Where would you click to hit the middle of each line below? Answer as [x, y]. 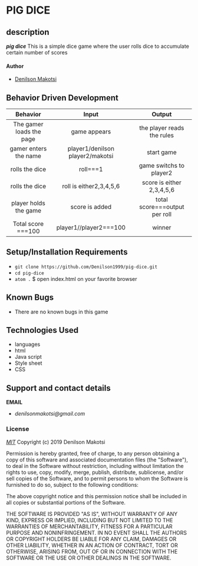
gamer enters [28, 149]
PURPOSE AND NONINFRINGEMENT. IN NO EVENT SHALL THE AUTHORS [97, 532]
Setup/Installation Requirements [67, 252]
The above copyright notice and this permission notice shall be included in [96, 496]
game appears [91, 132]
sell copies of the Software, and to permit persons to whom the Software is [97, 478]
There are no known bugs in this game [61, 312]
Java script [28, 357]
